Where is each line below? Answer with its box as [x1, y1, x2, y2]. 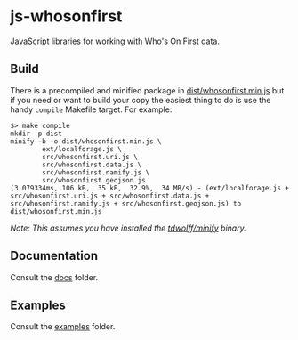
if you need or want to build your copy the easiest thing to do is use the [10, 94, 271, 105]
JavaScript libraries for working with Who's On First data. [10, 36, 221, 46]
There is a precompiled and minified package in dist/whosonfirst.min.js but [10, 85, 285, 95]
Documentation [10, 248, 99, 263]
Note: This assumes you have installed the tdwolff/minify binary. [10, 223, 247, 233]
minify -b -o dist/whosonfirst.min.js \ [10, 136, 163, 146]
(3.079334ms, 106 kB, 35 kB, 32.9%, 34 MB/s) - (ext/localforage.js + [10, 183, 290, 192]
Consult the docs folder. [10, 271, 99, 282]
